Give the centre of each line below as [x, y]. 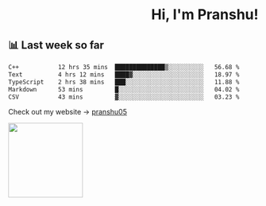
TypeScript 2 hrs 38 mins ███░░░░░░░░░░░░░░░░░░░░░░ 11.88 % [124, 82]
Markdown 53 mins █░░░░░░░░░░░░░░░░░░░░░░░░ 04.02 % [124, 89]
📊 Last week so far [56, 45]
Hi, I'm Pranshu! [204, 15]
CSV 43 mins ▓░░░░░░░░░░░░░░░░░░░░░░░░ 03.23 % [124, 97]
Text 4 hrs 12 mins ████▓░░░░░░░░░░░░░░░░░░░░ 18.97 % [124, 74]
